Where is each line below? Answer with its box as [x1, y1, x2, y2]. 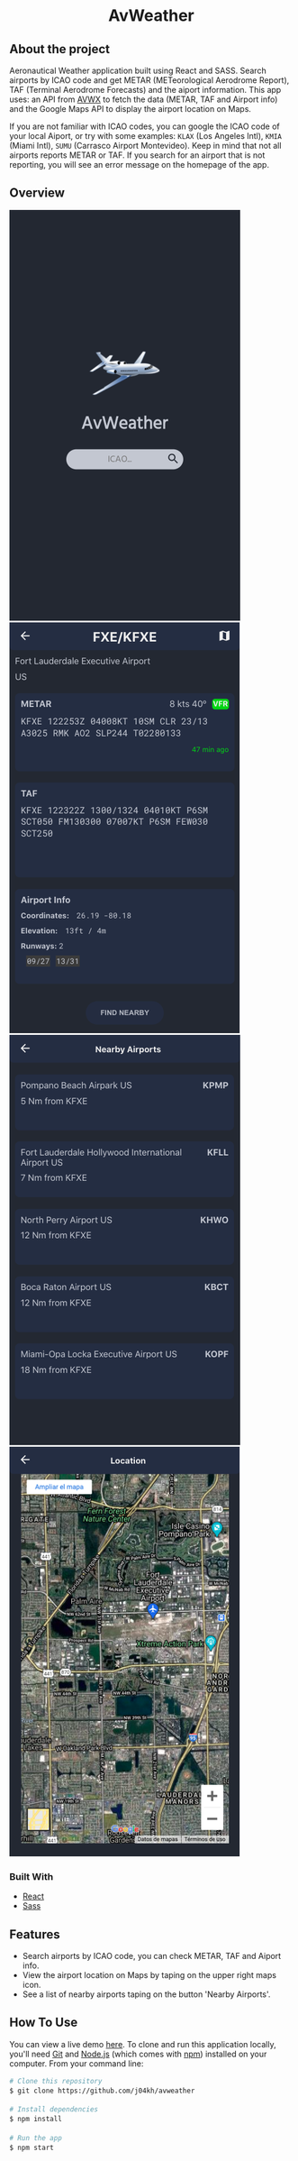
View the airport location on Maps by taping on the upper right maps [22, 1969, 277, 1980]
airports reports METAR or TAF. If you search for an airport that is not [9, 150, 266, 160]
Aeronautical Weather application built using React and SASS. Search [9, 65, 267, 76]
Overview [9, 186, 66, 201]
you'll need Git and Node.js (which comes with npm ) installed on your [9, 2048, 267, 2059]
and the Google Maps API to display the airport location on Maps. [9, 104, 252, 114]
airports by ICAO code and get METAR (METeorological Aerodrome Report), [9, 75, 290, 86]
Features [9, 1927, 60, 1942]
